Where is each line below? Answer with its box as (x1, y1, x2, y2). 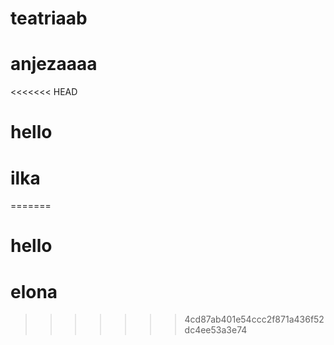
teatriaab (10, 7, 88, 30)
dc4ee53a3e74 (184, 324, 248, 336)
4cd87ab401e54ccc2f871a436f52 (184, 313, 325, 326)
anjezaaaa (10, 53, 98, 76)
